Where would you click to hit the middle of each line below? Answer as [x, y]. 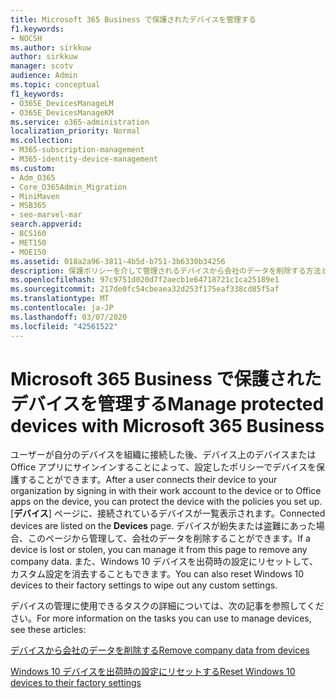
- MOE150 [28, 252]
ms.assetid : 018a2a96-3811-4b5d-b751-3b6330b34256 [118, 261]
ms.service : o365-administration [80, 122]
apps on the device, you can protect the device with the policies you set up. [166, 502]
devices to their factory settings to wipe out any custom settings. [144, 585]
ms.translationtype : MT [60, 299]
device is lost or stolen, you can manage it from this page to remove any [159, 550]
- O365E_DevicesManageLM [62, 103]
